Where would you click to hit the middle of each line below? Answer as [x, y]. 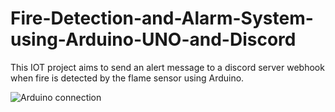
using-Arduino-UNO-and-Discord [153, 39]
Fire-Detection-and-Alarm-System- [162, 18]
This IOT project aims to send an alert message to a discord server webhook [167, 67]
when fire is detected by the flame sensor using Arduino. [127, 78]
